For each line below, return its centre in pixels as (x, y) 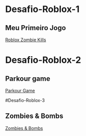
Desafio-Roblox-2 (43, 60)
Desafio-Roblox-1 (42, 9)
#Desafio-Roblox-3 (25, 100)
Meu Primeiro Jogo (36, 28)
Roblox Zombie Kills (26, 40)
